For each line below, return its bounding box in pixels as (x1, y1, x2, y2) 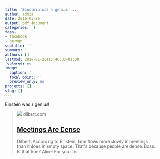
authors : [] (5, 52, 29, 57)
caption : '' (9, 70, 34, 75)
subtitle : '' (5, 43, 32, 48)
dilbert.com (23, 111, 46, 117)
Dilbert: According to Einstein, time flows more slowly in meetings (16, 139, 148, 144)
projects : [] (5, 83, 32, 89)
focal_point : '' (9, 75, 42, 79)
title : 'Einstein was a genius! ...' (5, 7, 81, 12)
